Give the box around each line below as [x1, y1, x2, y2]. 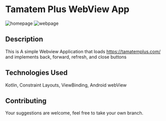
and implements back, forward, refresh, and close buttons [5, 54, 127, 60]
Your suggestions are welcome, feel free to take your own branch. [5, 110, 144, 116]
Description [5, 35, 43, 44]
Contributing [5, 96, 47, 105]
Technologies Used [5, 68, 68, 77]
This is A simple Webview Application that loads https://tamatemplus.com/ [5, 48, 161, 54]
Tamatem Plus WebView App [5, 4, 129, 15]
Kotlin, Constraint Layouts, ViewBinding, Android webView [5, 82, 127, 88]
